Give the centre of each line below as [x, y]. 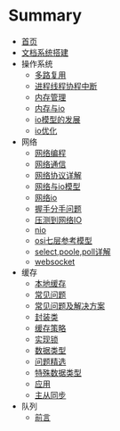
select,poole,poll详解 [73, 252]
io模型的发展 [57, 119]
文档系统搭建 [44, 52]
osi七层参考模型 [63, 240]
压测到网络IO [58, 220]
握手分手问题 [58, 208]
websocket [55, 261]
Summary [45, 16]
